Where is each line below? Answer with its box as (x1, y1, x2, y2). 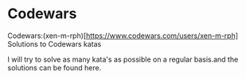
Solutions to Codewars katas (7, 39, 102, 48)
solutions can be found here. (7, 62, 102, 72)
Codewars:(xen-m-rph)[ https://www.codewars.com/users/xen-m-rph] (7, 31, 239, 40)
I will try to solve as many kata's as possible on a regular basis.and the (7, 55, 239, 64)
